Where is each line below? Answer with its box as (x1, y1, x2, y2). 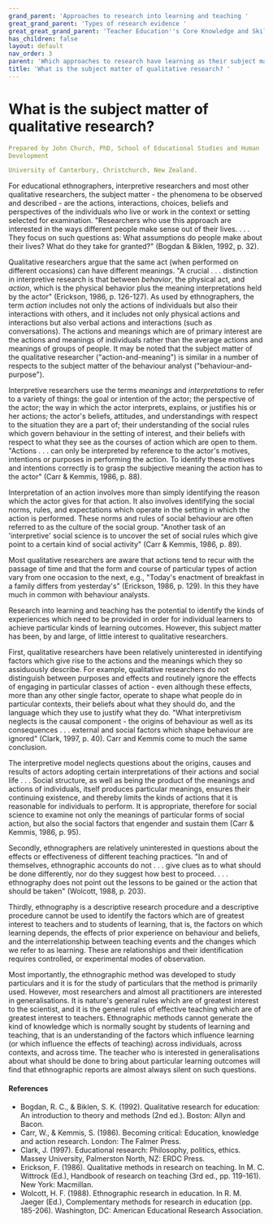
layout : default (8, 42, 63, 50)
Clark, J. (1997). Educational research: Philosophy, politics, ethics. (19, 1145, 241, 1155)
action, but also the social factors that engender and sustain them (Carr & (8, 819, 254, 828)
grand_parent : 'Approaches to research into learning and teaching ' (8, 11, 249, 20)
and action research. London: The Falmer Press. (19, 1136, 181, 1146)
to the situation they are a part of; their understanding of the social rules (8, 420, 249, 430)
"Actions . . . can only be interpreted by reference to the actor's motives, (8, 446, 250, 456)
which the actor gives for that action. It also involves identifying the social (8, 496, 254, 506)
